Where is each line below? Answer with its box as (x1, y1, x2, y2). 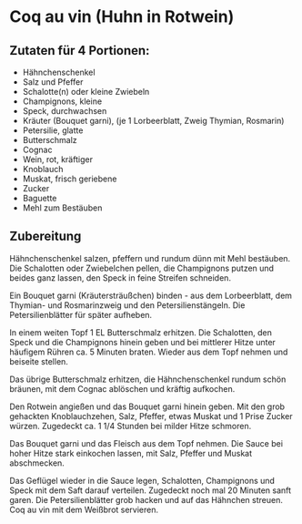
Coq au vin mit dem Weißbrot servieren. (9, 504, 159, 515)
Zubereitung (9, 229, 82, 244)
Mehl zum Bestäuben (22, 202, 103, 213)
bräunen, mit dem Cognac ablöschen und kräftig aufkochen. (9, 383, 236, 394)
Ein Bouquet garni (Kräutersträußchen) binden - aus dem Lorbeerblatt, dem (9, 290, 293, 301)
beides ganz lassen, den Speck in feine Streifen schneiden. (9, 272, 232, 283)
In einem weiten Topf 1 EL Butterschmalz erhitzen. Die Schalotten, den (9, 326, 273, 338)
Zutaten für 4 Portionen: (9, 43, 150, 58)
